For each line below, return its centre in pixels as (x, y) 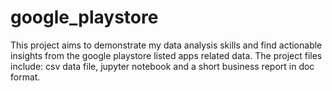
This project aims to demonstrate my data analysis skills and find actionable (166, 45)
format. (25, 77)
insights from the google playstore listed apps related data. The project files (166, 55)
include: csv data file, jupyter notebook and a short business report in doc (162, 66)
